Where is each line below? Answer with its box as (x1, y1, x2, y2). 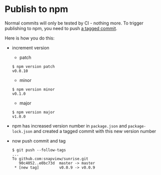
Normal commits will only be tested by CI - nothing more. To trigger (4, 20, 143, 26)
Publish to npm (4, 3, 68, 15)
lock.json (11, 129, 33, 134)
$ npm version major (11, 109, 55, 114)
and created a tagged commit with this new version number (33, 128, 156, 134)
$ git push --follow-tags (11, 147, 66, 152)
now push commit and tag (11, 137, 66, 143)
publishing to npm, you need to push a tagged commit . (4, 25, 117, 31)
